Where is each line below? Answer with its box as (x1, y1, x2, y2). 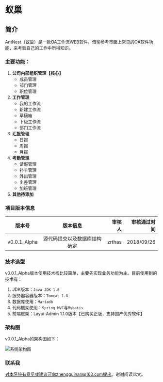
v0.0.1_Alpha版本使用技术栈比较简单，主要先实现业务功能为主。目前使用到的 (5, 270, 158, 276)
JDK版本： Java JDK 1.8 (12, 286, 60, 292)
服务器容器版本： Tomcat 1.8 (12, 292, 68, 298)
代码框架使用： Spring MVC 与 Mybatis (12, 304, 83, 310)
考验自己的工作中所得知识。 (17, 45, 73, 51)
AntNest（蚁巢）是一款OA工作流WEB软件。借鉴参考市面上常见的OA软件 (5, 39, 149, 45)
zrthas (107, 239, 122, 245)
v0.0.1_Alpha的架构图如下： (5, 336, 60, 342)
